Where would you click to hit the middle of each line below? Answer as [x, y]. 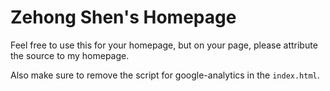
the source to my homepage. [70, 55]
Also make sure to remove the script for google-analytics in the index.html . [165, 75]
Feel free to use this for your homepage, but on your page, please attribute [164, 45]
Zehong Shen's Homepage [123, 17]
